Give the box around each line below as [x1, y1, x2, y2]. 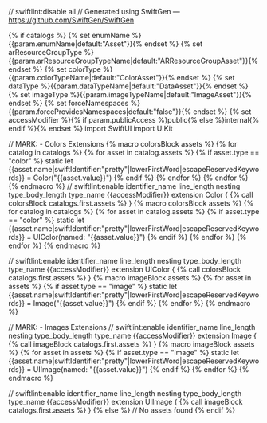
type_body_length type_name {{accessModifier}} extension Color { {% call [8, 190, 253, 199]
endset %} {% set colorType [8, 65, 101, 74]
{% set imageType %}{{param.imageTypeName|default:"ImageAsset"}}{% [8, 90, 253, 99]
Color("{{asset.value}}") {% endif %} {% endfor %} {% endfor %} [33, 173, 249, 182]
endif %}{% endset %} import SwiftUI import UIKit [8, 123, 173, 133]
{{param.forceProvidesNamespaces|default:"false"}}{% [8, 107, 192, 116]
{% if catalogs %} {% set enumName [8, 31, 130, 40]
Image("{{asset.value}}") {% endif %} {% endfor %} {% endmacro [33, 299, 251, 307]
